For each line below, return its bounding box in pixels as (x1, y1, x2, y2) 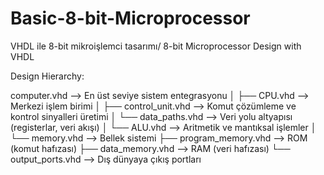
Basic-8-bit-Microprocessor (10, 7, 251, 30)
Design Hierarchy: (10, 70, 85, 82)
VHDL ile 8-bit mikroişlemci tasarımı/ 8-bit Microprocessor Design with (10, 40, 302, 52)
